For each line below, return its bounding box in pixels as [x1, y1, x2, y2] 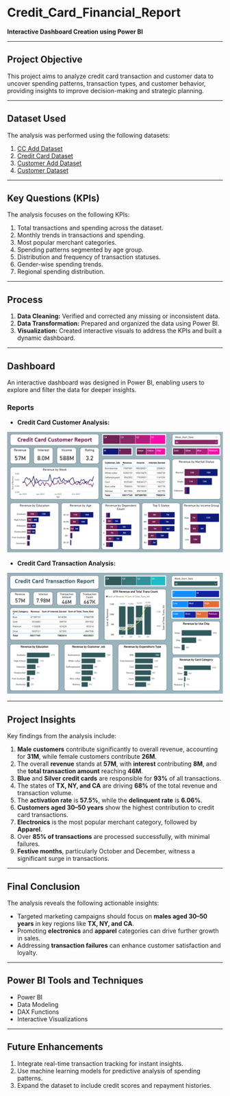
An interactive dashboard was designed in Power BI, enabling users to [7, 378, 205, 387]
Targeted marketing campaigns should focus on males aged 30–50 [16, 912, 207, 920]
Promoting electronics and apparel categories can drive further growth [16, 927, 219, 935]
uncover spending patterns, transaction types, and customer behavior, [7, 79, 206, 87]
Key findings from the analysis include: [7, 732, 116, 740]
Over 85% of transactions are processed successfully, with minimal [16, 833, 210, 841]
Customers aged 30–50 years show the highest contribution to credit [16, 803, 214, 812]
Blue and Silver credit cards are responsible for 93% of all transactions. [16, 775, 222, 783]
